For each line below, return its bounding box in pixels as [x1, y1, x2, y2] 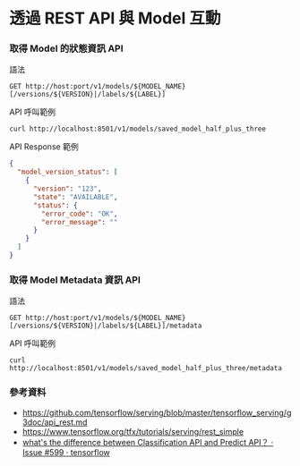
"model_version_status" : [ [17, 167, 118, 177]
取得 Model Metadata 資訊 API [9, 274, 141, 286]
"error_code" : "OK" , [41, 209, 118, 218]
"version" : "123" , [32, 184, 102, 193]
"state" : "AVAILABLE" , [32, 192, 118, 201]
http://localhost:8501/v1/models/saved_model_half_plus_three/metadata [9, 364, 282, 373]
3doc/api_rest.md [21, 417, 88, 428]
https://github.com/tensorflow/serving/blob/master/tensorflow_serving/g [21, 407, 292, 418]
